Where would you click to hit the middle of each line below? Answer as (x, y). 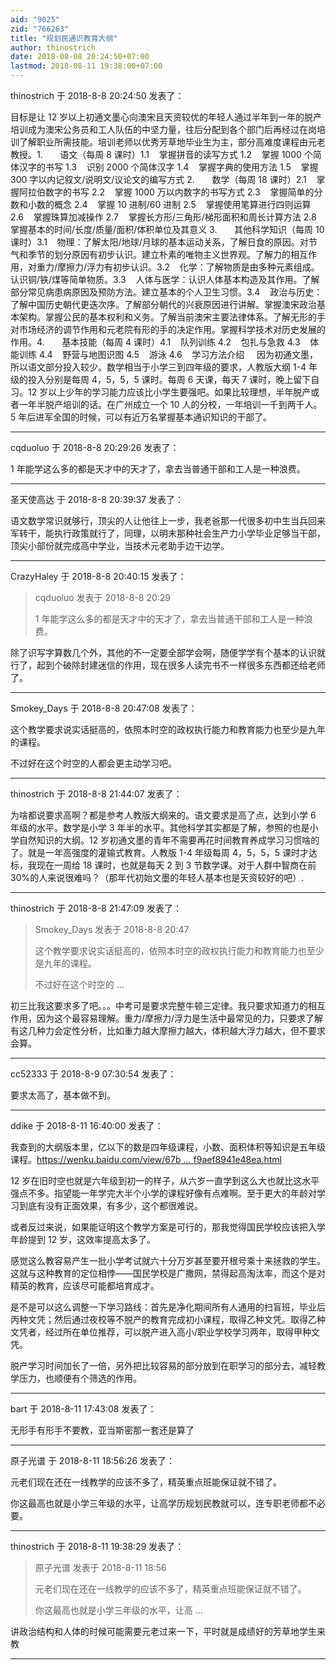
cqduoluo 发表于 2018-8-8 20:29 (103, 597)
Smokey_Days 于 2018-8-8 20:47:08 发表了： (104, 708)
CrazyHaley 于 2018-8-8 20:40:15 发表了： (98, 576)
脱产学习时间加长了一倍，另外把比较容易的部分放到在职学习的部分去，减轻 (163, 1365)
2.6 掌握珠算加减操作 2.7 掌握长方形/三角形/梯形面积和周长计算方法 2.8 (163, 217)
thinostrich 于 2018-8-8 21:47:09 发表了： (96, 908)
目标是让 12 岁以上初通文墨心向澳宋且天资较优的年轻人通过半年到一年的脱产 (166, 117)
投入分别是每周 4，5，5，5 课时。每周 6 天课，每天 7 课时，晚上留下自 (173, 379)
